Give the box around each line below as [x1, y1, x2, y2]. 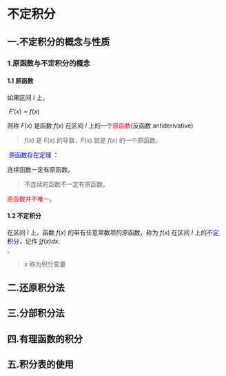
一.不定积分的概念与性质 [7, 36, 110, 48]
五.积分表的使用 [7, 359, 74, 370]
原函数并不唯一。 [7, 195, 56, 203]
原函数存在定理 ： [8, 150, 59, 159]
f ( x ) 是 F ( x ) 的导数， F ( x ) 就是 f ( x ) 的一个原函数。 [23, 136, 162, 144]
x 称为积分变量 [23, 259, 66, 268]
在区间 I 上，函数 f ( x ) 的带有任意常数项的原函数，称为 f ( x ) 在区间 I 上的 [7, 228, 207, 237]
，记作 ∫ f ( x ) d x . [19, 237, 61, 245]
